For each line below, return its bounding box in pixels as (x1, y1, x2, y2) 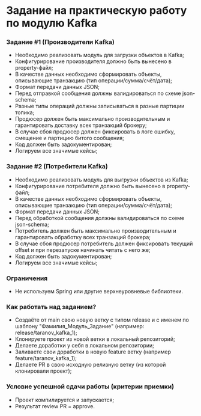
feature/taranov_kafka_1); (14, 355, 77, 362)
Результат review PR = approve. (14, 402, 95, 409)
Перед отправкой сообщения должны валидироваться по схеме (14, 90, 181, 97)
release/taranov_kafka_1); (14, 329, 77, 337)
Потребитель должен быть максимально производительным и (14, 227, 176, 234)
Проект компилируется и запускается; (14, 396, 115, 403)
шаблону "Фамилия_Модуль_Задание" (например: (14, 323, 145, 330)
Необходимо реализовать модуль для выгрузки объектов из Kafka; (14, 176, 188, 183)
